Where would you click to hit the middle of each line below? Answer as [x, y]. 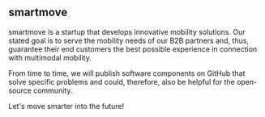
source [20, 90]
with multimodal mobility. [50, 57]
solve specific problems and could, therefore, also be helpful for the [122, 81]
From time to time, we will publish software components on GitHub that [127, 73]
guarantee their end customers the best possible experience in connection [133, 49]
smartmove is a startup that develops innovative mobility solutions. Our [127, 31]
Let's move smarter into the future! [66, 106]
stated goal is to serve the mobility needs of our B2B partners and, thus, [129, 40]
